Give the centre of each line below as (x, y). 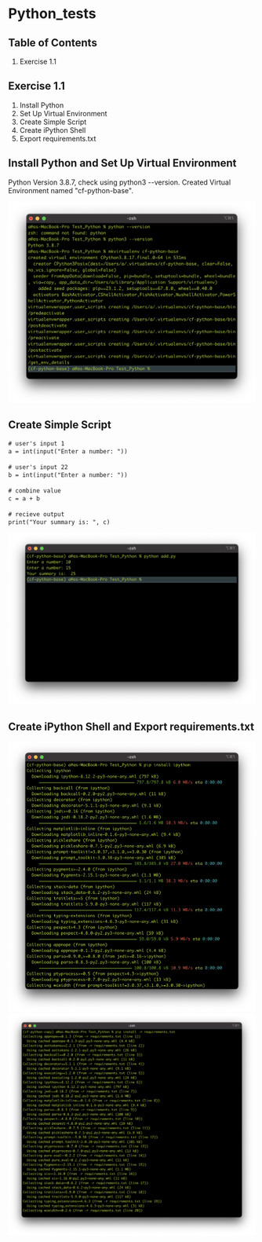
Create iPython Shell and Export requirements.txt (131, 726)
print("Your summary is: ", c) (59, 522)
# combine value (35, 491)
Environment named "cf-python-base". (71, 190)
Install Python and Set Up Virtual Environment (122, 163)
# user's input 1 (36, 444)
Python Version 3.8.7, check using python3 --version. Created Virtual (120, 182)
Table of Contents (53, 43)
